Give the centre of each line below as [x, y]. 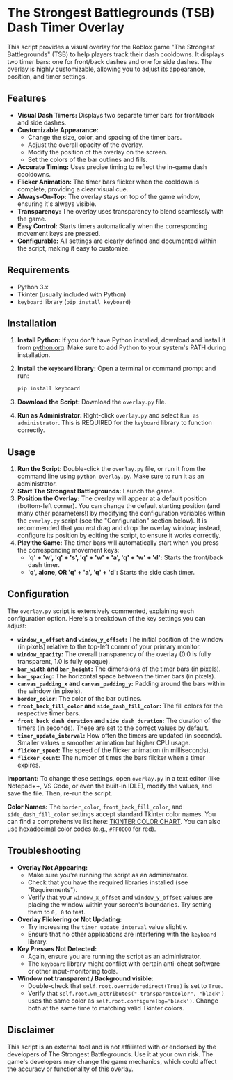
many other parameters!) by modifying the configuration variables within [121, 514]
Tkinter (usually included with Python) [72, 294]
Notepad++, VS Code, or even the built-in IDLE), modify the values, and [110, 786]
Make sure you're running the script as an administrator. [108, 875]
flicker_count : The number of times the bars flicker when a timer [111, 757]
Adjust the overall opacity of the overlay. [86, 145]
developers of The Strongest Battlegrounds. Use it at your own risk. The [110, 1054]
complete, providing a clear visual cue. [73, 189]
